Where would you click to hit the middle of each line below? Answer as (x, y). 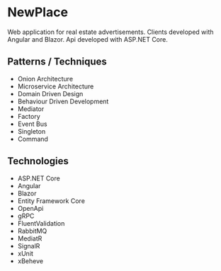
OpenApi (30, 208)
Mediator (31, 109)
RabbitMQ (32, 231)
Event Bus (32, 124)
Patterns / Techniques (57, 62)
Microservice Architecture (56, 86)
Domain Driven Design (50, 93)
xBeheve (30, 261)
